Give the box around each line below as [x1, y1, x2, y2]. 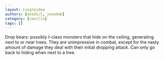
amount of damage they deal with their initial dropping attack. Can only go [5, 44, 155, 50]
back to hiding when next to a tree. [5, 50, 76, 56]
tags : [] [5, 20, 23, 26]
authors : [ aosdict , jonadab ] [5, 12, 65, 17]
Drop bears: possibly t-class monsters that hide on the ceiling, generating [5, 34, 154, 40]
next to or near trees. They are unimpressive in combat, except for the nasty [5, 40, 160, 45]
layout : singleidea [5, 7, 45, 12]
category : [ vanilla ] [5, 16, 48, 21]
